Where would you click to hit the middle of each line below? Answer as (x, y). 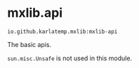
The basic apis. (29, 44)
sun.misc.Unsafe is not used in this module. (69, 58)
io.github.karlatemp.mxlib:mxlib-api (62, 32)
